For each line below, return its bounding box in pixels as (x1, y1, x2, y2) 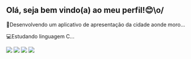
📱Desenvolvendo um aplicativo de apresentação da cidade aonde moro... (6, 21, 186, 28)
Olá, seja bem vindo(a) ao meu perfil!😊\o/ (6, 5, 164, 15)
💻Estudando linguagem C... (6, 32, 75, 40)
